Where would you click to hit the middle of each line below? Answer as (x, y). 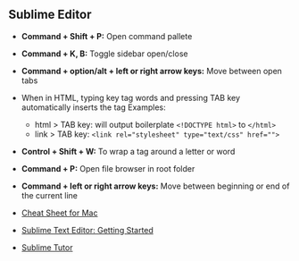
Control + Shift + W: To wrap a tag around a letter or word (128, 151)
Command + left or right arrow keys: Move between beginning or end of (155, 186)
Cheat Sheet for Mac (59, 213)
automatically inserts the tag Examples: (93, 107)
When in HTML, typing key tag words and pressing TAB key (131, 97)
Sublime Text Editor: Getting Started (87, 230)
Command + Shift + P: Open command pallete (107, 36)
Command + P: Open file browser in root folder (108, 168)
